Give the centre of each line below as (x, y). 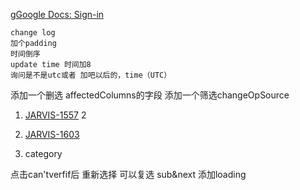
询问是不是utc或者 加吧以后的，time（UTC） (91, 75)
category (43, 153)
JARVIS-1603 (52, 134)
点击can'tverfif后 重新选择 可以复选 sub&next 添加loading (128, 174)
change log (33, 33)
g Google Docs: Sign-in (57, 14)
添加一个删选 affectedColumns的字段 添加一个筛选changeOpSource (150, 95)
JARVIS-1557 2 (55, 115)
